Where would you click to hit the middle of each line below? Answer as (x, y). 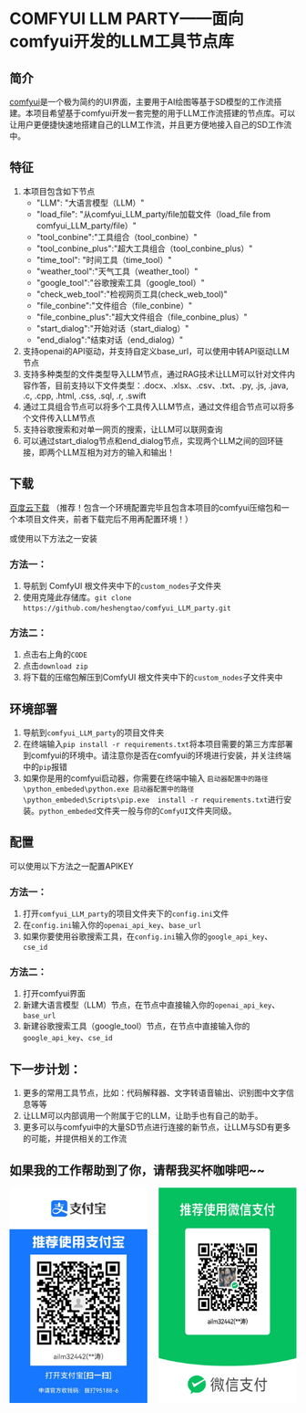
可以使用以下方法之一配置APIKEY (71, 866)
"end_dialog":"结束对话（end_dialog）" (110, 340)
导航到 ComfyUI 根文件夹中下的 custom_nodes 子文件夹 (122, 585)
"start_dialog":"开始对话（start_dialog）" (112, 328)
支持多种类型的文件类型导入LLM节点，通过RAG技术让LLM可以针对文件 (155, 374)
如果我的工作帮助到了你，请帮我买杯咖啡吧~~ (138, 1170)
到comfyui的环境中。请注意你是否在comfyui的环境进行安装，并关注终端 (157, 755)
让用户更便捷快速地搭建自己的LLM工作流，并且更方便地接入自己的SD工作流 (151, 125)
